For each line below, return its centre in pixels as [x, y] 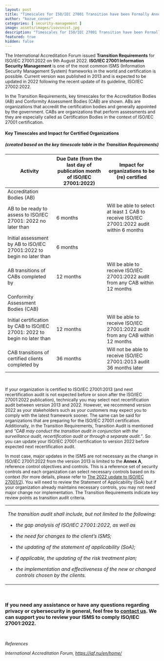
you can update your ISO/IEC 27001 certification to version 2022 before [77, 442]
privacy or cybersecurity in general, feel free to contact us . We [81, 611]
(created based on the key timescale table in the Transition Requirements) [82, 144]
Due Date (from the [79, 159]
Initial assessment [28, 238]
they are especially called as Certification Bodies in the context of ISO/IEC [79, 117]
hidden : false [20, 42]
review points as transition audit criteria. [45, 498]
